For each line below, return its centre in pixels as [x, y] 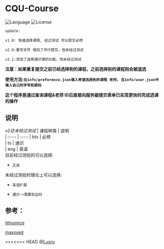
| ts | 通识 [14, 143]
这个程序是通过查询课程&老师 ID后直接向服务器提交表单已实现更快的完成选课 [82, 95]
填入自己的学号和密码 [23, 85]
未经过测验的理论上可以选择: [34, 175]
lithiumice [15, 223]
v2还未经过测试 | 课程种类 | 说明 [37, 130]
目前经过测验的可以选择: [29, 155]
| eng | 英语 [17, 149]
